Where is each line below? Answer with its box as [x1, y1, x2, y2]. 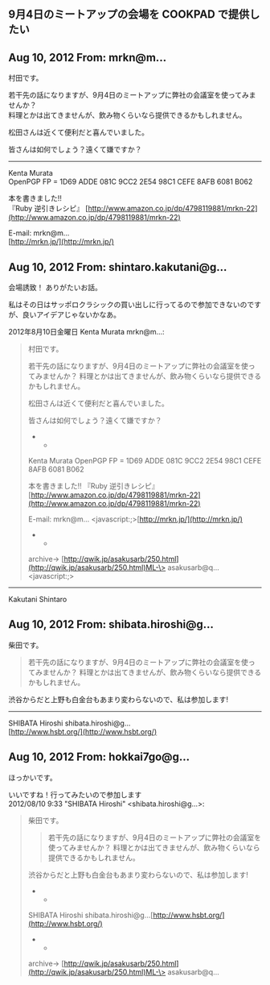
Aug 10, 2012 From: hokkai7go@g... [8, 750, 190, 764]
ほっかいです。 [8, 772, 58, 782]
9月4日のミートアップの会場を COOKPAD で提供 [8, 7, 250, 22]
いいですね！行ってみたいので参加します [8, 789, 142, 800]
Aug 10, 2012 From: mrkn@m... [8, 51, 167, 64]
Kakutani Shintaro [8, 595, 67, 605]
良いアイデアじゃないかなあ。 [22, 310, 121, 320]
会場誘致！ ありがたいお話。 [8, 283, 102, 293]
